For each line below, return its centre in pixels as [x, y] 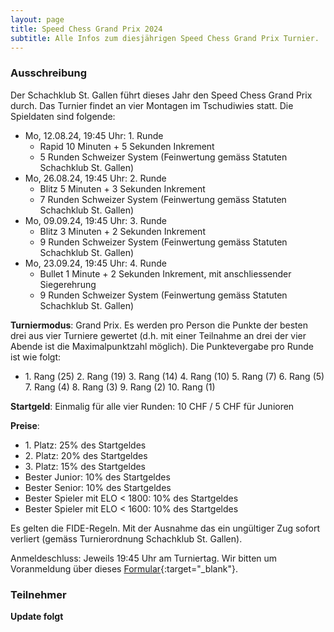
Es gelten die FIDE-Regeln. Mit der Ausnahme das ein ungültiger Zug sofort [165, 528]
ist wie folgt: [36, 357]
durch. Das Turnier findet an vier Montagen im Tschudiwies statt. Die [152, 105]
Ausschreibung [48, 73]
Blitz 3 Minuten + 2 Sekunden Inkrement [122, 231]
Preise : [25, 425]
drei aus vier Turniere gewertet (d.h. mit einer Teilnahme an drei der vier [158, 335]
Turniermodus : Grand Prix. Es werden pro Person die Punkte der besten [159, 325]
